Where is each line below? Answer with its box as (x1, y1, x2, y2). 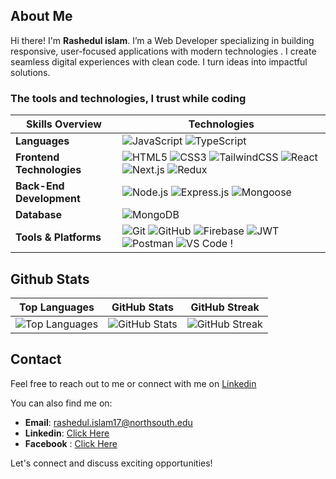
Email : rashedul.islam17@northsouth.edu (24, 416, 193, 428)
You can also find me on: (10, 397, 113, 409)
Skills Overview (26, 117, 102, 131)
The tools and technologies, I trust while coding (10, 91, 247, 105)
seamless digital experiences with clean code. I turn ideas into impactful (10, 55, 308, 68)
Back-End (15, 179, 65, 193)
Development (15, 192, 81, 206)
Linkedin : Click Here (24, 427, 110, 439)
